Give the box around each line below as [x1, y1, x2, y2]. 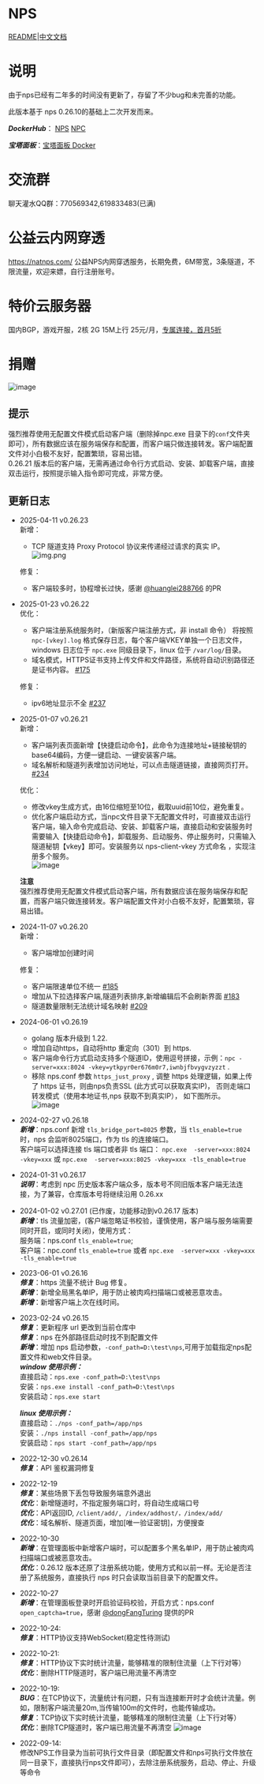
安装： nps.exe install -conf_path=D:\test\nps [19, 1382, 175, 1392]
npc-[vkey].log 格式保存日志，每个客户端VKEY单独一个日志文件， [31, 635, 247, 645]
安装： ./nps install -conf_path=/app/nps [19, 1428, 158, 1437]
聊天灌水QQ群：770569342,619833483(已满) [8, 198, 156, 208]
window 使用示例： [19, 1362, 83, 1372]
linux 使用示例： [19, 1408, 73, 1418]
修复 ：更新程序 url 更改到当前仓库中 [19, 1323, 136, 1332]
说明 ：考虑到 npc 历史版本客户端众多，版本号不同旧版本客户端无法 [19, 1179, 236, 1189]
